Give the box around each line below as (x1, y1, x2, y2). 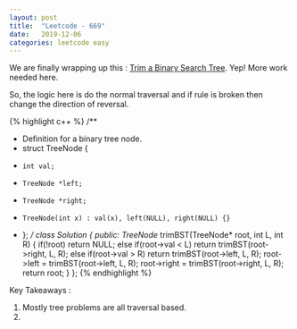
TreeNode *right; (21, 197, 87, 206)
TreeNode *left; (21, 180, 83, 189)
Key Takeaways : (9, 285, 71, 296)
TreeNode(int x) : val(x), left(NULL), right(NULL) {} (21, 214, 231, 224)
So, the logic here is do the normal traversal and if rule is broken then (9, 89, 263, 100)
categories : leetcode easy (9, 38, 110, 47)
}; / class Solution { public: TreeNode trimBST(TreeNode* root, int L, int (21, 230, 284, 240)
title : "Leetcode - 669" (9, 21, 105, 30)
